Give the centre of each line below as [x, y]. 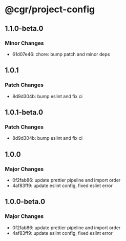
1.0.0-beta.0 [25, 202]
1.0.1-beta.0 [24, 112]
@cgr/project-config [50, 10]
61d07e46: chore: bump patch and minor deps [61, 54]
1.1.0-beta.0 [24, 29]
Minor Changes [24, 43]
